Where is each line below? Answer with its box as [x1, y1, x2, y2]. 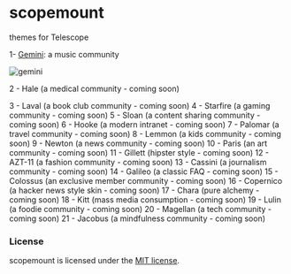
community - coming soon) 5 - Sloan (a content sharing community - [9, 110, 261, 120]
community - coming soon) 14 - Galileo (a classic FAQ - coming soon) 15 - [9, 166, 279, 177]
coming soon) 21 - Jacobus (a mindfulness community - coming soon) [9, 213, 266, 224]
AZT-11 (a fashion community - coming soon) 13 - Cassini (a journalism [9, 156, 267, 167]
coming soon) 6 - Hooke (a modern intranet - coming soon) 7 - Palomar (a [9, 118, 280, 130]
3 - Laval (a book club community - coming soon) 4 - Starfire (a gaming [9, 100, 271, 110]
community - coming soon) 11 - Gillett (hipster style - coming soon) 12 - [9, 147, 270, 157]
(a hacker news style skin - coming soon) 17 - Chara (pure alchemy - [9, 185, 260, 195]
